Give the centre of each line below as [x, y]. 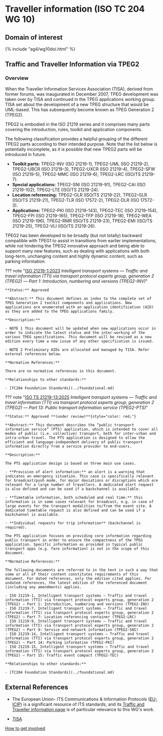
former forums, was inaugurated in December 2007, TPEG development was [82, 94]
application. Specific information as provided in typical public [74, 544]
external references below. [34, 354]
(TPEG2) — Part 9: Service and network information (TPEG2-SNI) [72, 630]
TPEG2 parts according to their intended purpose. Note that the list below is [81, 144]
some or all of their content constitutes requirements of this [72, 574]
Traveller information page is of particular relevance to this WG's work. [83, 709]
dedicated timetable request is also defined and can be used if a [75, 510]
